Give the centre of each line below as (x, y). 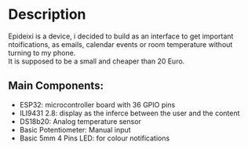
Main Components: (56, 86)
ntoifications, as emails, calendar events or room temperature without (120, 44)
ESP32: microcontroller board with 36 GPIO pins (97, 104)
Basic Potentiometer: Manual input (75, 129)
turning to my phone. (42, 53)
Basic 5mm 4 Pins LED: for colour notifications (95, 138)
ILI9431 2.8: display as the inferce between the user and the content (129, 113)
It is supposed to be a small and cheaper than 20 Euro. (97, 61)
